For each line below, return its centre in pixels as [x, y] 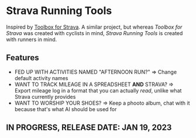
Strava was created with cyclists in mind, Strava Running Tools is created [94, 33]
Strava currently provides [45, 96]
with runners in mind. [32, 39]
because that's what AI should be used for [66, 109]
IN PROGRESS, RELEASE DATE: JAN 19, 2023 [89, 128]
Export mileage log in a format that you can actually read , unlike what [98, 90]
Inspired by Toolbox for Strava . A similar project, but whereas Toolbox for [94, 27]
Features [23, 58]
